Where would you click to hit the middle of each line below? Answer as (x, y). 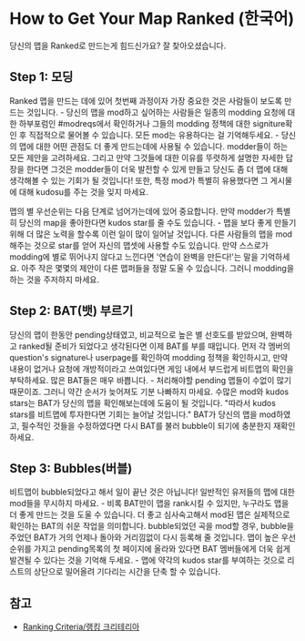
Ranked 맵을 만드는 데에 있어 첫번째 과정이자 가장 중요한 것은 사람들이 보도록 (146, 100)
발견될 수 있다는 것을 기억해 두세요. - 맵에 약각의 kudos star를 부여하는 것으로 (147, 560)
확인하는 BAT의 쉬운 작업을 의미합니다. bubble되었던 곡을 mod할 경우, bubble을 (152, 526)
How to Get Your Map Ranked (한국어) (152, 19)
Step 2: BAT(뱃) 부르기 (71, 311)
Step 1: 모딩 (41, 77)
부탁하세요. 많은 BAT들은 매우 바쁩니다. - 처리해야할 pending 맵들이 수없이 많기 (151, 380)
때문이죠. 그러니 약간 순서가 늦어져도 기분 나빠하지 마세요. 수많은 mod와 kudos (149, 392)
